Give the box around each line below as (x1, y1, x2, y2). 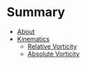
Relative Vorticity (27, 42, 77, 50)
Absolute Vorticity (27, 50, 80, 58)
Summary (6, 4, 65, 20)
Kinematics (16, 34, 50, 43)
